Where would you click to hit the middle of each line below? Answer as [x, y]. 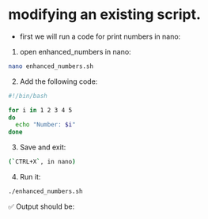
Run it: [30, 177]
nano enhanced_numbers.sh [51, 66]
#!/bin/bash [28, 96]
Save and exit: [43, 147]
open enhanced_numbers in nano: [76, 51]
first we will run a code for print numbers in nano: [100, 36]
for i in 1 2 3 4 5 [40, 110]
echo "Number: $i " [46, 125]
